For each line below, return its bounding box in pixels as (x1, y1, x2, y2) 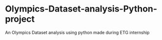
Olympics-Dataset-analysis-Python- (5, 3, 158, 14)
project (5, 13, 35, 25)
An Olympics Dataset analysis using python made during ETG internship (5, 29, 150, 35)
